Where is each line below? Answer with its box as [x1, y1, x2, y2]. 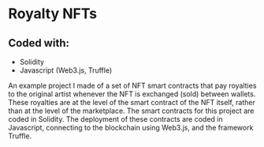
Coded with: [8, 36, 69, 50]
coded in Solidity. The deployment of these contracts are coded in [8, 115, 223, 123]
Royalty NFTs [8, 5, 97, 23]
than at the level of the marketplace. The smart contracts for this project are [8, 106, 255, 115]
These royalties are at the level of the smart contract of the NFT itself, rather [8, 98, 256, 107]
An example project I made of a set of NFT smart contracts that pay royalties [8, 81, 257, 90]
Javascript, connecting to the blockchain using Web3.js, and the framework [8, 123, 254, 132]
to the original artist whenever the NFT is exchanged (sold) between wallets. [8, 89, 256, 99]
